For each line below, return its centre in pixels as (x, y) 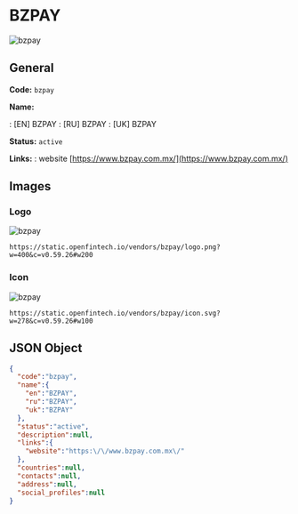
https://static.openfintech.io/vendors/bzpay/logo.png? (115, 247)
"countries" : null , (52, 468)
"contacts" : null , (49, 476)
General (32, 68)
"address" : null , (47, 484)
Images (30, 186)
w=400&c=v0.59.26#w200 (51, 255)
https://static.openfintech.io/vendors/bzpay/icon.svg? (115, 313)
